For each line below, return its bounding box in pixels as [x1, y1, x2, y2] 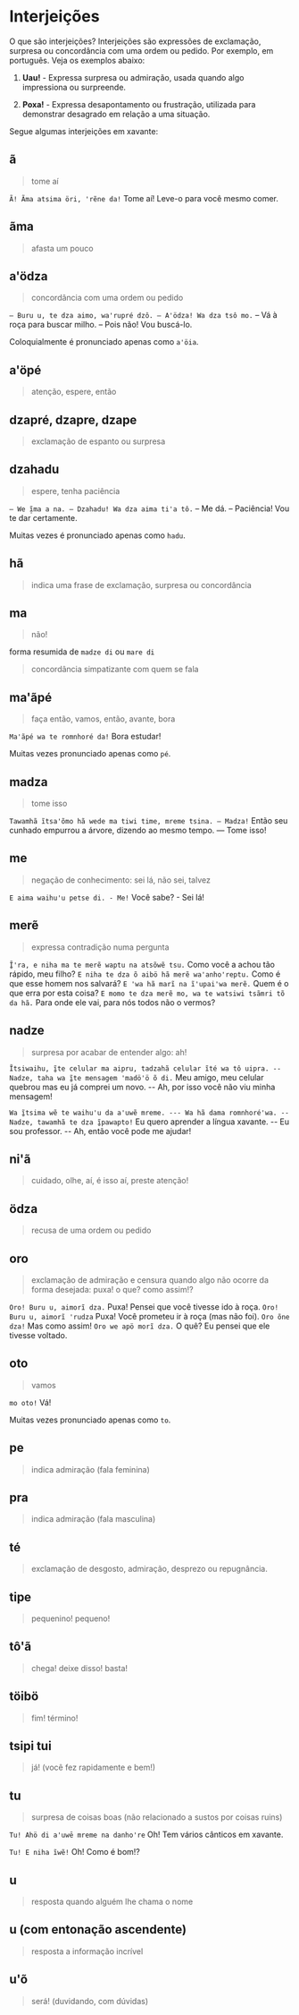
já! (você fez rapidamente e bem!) [30, 1762, 156, 1773]
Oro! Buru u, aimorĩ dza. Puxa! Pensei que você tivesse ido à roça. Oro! [9, 1301, 279, 1312]
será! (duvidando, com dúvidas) [30, 1995, 149, 2006]
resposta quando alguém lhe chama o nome [30, 1896, 194, 1908]
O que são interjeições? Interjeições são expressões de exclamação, [9, 36, 262, 47]
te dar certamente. [9, 512, 78, 523]
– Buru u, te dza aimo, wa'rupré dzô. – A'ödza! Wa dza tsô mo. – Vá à [9, 310, 278, 320]
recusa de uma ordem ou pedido [30, 1225, 152, 1236]
